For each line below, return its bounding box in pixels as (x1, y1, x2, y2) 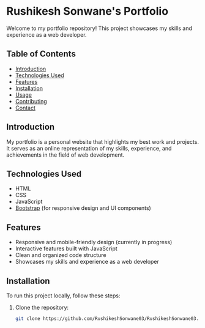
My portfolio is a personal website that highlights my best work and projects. (6, 138, 199, 145)
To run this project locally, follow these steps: (6, 292, 121, 299)
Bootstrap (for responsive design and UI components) (15, 204, 151, 212)
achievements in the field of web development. (6, 151, 125, 158)
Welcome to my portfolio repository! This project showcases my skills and (6, 24, 193, 32)
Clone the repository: (15, 304, 69, 311)
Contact (15, 104, 35, 111)
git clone (15, 316, 41, 322)
